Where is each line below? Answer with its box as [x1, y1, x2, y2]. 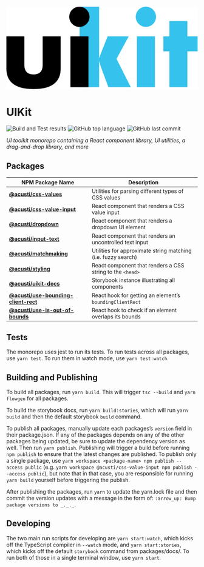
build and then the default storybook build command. [6, 413, 142, 420]
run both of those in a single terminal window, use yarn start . [6, 554, 161, 561]
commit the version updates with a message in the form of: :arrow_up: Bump [6, 494, 196, 502]
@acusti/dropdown [8, 220, 59, 227]
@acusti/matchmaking [8, 250, 68, 258]
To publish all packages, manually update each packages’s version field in [6, 424, 192, 432]
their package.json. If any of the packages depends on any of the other [6, 431, 185, 438]
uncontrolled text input [92, 238, 149, 246]
